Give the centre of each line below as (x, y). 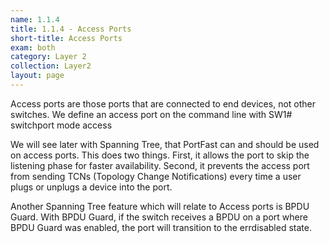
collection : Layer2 (51, 66)
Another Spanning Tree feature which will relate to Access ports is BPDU (160, 206)
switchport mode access (61, 125)
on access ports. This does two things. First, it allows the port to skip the (160, 155)
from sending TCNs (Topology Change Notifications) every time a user (156, 176)
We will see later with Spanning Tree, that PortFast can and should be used (165, 144)
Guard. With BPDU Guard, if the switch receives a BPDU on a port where (159, 217)
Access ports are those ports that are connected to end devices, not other (163, 103)
